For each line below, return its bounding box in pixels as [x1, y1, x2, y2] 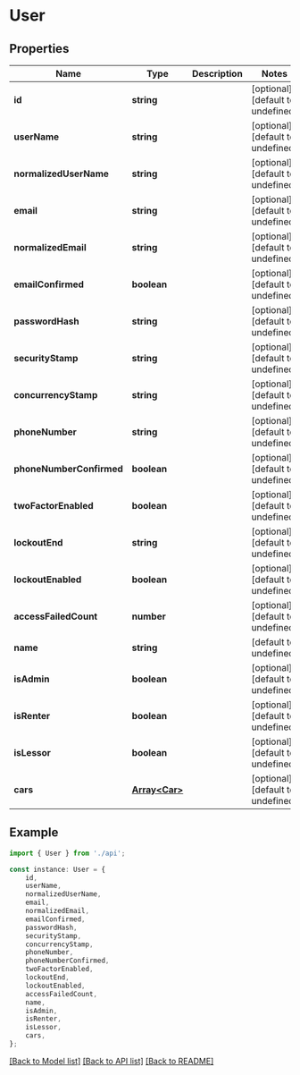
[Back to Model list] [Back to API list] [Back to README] [9, 1055, 214, 1066]
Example [9, 825, 59, 841]
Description [191, 68, 243, 80]
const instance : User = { [9, 865, 105, 874]
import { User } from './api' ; [9, 849, 126, 858]
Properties [9, 41, 70, 56]
